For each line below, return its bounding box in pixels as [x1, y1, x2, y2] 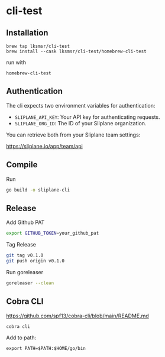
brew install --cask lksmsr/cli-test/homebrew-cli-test [6, 48, 147, 54]
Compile [6, 160, 38, 170]
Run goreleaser [6, 268, 44, 275]
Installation [6, 28, 48, 38]
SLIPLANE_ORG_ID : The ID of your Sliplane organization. [14, 119, 147, 126]
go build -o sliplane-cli [6, 187, 70, 193]
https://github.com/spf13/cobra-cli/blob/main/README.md [6, 312, 149, 319]
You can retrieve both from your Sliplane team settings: [6, 131, 141, 138]
